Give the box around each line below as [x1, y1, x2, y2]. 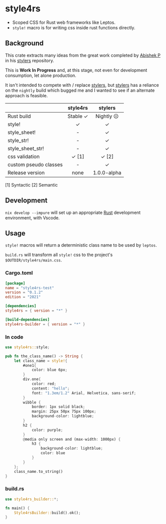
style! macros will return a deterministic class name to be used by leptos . [5, 242, 157, 248]
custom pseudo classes [7, 161, 63, 168]
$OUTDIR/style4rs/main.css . [5, 257, 62, 263]
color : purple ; [31, 427, 63, 432]
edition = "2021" [5, 295, 41, 300]
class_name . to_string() [14, 469, 63, 474]
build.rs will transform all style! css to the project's [5, 252, 113, 258]
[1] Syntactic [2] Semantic [5, 182, 58, 188]
